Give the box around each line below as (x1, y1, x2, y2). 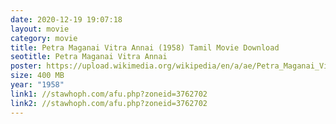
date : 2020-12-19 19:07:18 (10, 14, 123, 25)
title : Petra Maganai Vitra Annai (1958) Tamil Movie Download (10, 42, 280, 53)
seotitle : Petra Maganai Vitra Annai (10, 52, 168, 62)
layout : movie (10, 24, 70, 34)
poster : (10, 61, 43, 71)
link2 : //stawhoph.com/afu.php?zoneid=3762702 (10, 98, 208, 108)
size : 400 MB (10, 71, 65, 81)
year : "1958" (10, 80, 65, 90)
